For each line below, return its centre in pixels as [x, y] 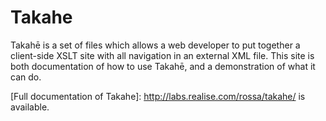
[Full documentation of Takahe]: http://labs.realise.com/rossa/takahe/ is [158, 96]
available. [30, 107]
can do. [26, 77]
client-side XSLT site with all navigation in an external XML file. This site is [162, 55]
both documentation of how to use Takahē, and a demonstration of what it [163, 66]
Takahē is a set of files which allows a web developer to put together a [155, 45]
